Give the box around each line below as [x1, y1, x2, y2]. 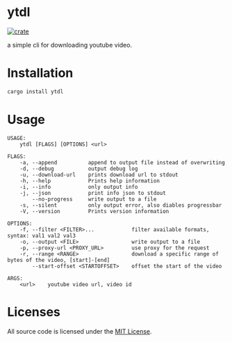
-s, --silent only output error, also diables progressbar [19, 201, 222, 209]
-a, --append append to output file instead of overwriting [19, 159, 226, 166]
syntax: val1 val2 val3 [7, 232, 76, 239]
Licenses [7, 304, 61, 320]
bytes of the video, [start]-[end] [7, 256, 110, 263]
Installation [7, 65, 74, 81]
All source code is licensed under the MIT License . [7, 327, 152, 335]
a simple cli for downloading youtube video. [7, 40, 133, 49]
